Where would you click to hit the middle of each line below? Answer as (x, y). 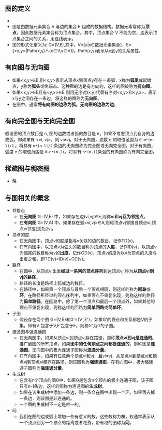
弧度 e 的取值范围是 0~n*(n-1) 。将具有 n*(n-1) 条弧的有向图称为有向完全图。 (81, 152)
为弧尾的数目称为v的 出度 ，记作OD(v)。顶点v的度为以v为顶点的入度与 (88, 253)
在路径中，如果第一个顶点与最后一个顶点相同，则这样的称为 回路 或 (85, 289)
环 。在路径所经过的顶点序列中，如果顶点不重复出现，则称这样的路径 (87, 295)
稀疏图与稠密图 (27, 168)
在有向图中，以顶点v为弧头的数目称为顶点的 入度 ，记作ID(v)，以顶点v (88, 247)
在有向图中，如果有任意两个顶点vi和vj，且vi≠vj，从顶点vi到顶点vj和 (86, 356)
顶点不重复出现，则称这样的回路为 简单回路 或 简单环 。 (72, 307)
